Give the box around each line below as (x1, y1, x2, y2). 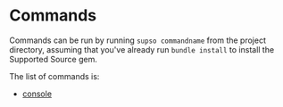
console (21, 88, 52, 99)
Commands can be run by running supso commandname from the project (9, 35, 266, 45)
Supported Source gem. (9, 53, 98, 64)
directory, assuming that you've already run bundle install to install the (9, 44, 275, 54)
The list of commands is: (9, 70, 100, 81)
